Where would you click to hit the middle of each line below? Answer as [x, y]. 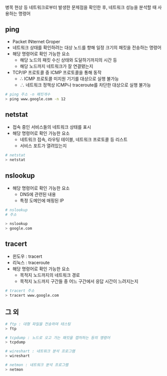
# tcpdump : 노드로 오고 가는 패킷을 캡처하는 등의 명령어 [58, 338]
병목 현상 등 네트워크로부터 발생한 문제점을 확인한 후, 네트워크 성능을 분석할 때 [81, 7]
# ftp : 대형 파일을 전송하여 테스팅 [38, 324]
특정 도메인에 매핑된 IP [42, 200]
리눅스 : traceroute [31, 263]
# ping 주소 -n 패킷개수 [28, 94]
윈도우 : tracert [27, 256]
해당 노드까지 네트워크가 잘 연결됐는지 [57, 66]
